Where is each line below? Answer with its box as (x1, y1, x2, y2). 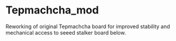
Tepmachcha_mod (5, 4, 99, 17)
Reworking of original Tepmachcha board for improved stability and (5, 23, 170, 30)
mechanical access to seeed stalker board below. (5, 29, 126, 36)
